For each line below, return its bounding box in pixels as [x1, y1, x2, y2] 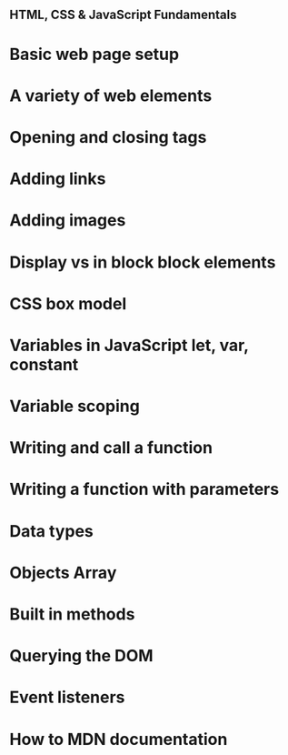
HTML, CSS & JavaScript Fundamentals [9, 7, 237, 23]
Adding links [9, 168, 106, 189]
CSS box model [9, 293, 127, 314]
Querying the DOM [9, 646, 154, 667]
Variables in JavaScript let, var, [9, 335, 249, 356]
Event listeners [9, 687, 125, 708]
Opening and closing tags [9, 126, 207, 147]
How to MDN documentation [9, 729, 228, 750]
